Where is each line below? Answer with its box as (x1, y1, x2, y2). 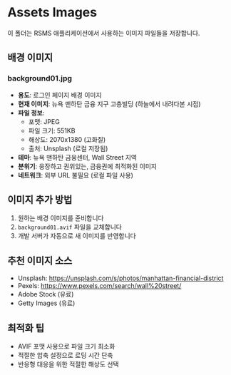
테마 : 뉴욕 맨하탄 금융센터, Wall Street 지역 (17, 153, 138, 161)
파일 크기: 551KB (28, 126, 76, 135)
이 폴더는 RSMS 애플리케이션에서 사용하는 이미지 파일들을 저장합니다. (7, 29, 200, 37)
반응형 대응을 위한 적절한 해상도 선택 (17, 360, 119, 369)
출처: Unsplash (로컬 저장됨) (28, 144, 108, 153)
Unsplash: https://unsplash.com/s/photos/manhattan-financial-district (17, 274, 224, 282)
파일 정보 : (17, 108, 45, 117)
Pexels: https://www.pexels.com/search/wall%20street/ (17, 282, 182, 290)
